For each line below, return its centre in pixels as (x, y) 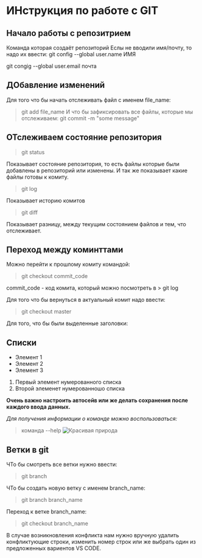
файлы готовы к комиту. (37, 177)
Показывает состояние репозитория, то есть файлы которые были (93, 164)
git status (33, 152)
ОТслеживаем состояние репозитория (84, 138)
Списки (22, 342)
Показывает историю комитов (46, 200)
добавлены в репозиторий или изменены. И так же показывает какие (97, 170)
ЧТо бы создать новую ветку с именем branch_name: (76, 488)
